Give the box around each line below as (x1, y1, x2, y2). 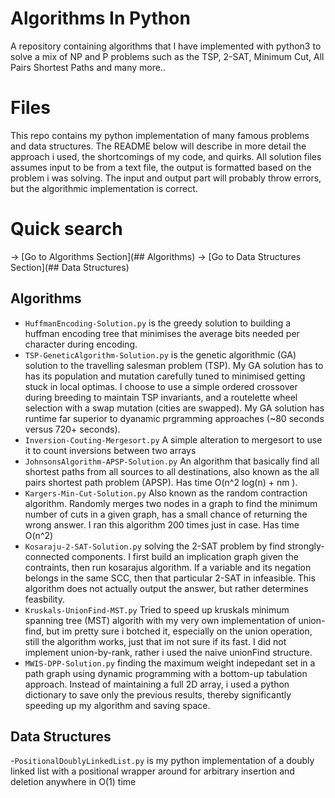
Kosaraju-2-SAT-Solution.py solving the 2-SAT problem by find (24, 540, 286, 552)
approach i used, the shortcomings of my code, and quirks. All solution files (10, 150, 322, 162)
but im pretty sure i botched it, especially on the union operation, (46, 625, 313, 637)
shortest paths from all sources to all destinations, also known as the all (24, 465, 320, 477)
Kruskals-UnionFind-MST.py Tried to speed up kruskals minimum (24, 603, 290, 616)
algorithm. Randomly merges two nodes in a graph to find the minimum (24, 497, 318, 509)
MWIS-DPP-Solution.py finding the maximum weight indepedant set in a (24, 657, 316, 669)
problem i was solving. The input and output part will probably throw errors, (10, 172, 322, 184)
